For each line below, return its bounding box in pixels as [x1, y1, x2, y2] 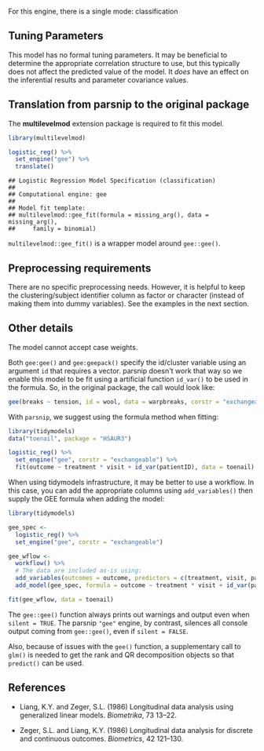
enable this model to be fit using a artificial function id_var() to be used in [8, 374, 249, 384]
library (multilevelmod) [8, 133, 86, 142]
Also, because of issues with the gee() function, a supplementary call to [8, 641, 241, 651]
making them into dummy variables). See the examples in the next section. [8, 298, 250, 308]
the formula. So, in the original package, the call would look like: [8, 382, 215, 392]
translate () [15, 162, 55, 171]
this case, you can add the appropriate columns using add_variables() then [8, 486, 254, 495]
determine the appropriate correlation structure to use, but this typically [8, 58, 240, 67]
